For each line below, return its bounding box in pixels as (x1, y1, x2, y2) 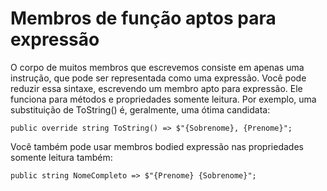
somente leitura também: (10, 151, 113, 163)
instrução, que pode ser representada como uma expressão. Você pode (10, 72, 307, 84)
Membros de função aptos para (10, 7, 277, 30)
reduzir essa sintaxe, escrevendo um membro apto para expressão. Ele (10, 82, 303, 94)
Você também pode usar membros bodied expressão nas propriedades (10, 140, 304, 152)
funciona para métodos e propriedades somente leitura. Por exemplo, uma (10, 93, 317, 105)
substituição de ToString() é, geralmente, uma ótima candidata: (10, 103, 271, 116)
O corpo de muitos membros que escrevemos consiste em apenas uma (10, 61, 305, 73)
